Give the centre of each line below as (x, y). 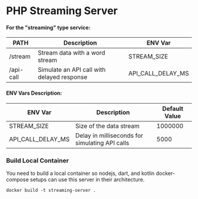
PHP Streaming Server (62, 11)
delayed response (62, 77)
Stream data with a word (71, 53)
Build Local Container (37, 160)
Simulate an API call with (72, 70)
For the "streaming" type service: (48, 27)
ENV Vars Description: (34, 93)
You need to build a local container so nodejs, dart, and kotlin (80, 173)
